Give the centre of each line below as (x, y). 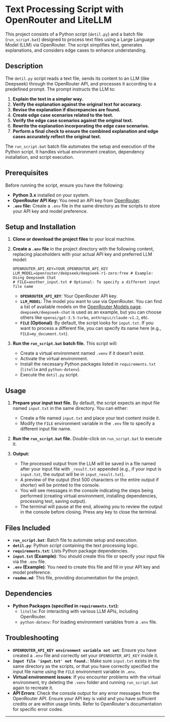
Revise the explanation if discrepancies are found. (66, 109)
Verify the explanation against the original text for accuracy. (77, 104)
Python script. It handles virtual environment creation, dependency (75, 152)
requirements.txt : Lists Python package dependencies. (71, 551)
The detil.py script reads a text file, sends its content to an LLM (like (77, 78)
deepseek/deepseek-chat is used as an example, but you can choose (91, 312)
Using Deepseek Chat (34, 278)
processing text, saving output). (53, 501)
